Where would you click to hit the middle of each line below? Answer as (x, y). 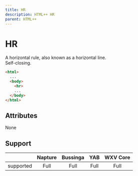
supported (20, 166)
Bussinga (73, 157)
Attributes (21, 115)
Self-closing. (18, 63)
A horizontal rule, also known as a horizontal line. (56, 57)
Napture (47, 157)
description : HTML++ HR (30, 14)
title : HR (15, 10)
